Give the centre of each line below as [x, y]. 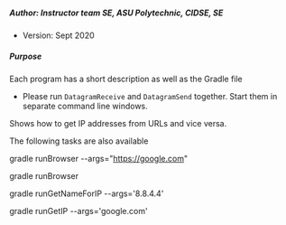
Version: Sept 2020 [58, 35]
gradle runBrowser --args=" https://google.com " [98, 158]
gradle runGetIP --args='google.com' [78, 211]
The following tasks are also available [79, 141]
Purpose [26, 56]
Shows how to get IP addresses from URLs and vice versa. [118, 123]
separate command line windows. [85, 106]
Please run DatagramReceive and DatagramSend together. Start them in [150, 96]
